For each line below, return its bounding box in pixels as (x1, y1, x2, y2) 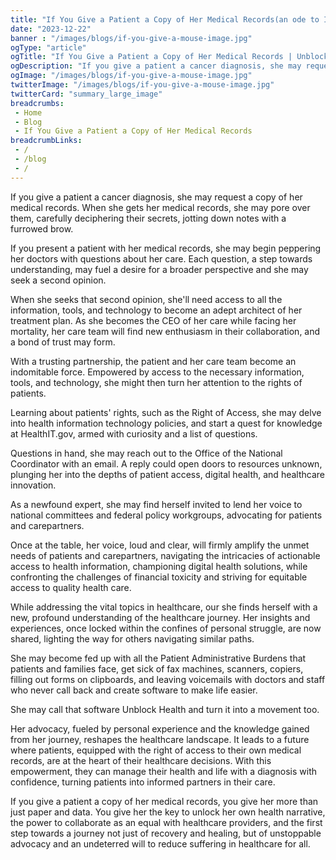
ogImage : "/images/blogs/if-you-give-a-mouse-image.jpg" (10, 71, 253, 81)
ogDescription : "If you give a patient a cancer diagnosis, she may (10, 61, 302, 71)
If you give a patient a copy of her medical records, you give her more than (10, 795, 319, 807)
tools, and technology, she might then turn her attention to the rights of (10, 376, 303, 388)
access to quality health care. (10, 581, 132, 593)
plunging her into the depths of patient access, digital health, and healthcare (10, 468, 325, 480)
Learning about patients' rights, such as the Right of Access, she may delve (10, 406, 322, 418)
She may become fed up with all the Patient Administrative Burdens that (10, 652, 307, 664)
